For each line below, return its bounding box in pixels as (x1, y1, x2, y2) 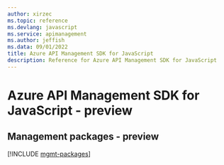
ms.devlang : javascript (7, 23, 78, 31)
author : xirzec (7, 10, 52, 18)
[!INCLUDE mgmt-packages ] (7, 149, 91, 158)
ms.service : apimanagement (7, 30, 87, 38)
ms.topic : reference (7, 17, 69, 24)
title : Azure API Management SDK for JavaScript (7, 50, 154, 58)
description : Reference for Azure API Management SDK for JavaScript (7, 57, 218, 64)
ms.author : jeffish (7, 37, 65, 44)
